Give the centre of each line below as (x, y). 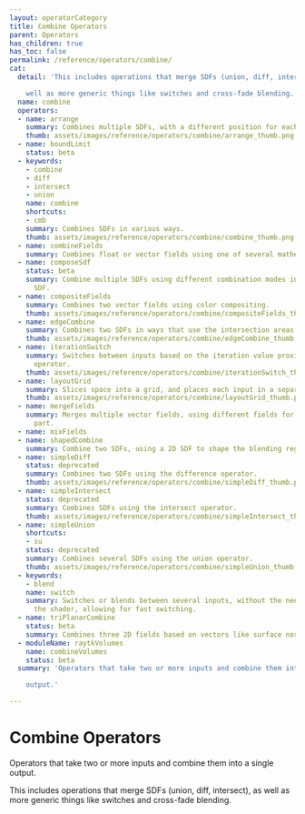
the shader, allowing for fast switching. (115, 609)
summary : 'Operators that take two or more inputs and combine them (150, 668)
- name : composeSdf (54, 263)
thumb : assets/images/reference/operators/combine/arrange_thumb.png (160, 136)
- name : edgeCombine (56, 322)
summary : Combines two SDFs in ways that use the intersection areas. (162, 330)
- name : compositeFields (64, 296)
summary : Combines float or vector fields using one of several (150, 254)
